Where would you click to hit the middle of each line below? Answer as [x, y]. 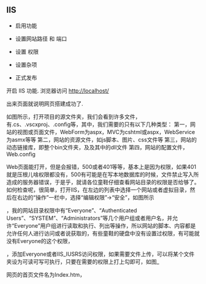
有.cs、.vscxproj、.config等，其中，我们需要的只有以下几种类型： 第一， [98, 124]
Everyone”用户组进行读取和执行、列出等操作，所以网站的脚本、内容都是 [105, 225]
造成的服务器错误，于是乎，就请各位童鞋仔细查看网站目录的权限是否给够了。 [103, 182]
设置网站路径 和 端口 [41, 39]
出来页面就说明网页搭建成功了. [45, 103]
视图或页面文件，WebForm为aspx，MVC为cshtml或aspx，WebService [106, 132]
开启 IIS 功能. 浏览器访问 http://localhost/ [58, 91]
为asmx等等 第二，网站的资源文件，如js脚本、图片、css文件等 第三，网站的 [102, 140]
